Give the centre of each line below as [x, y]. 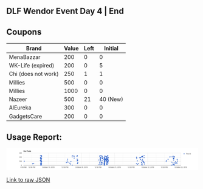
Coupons [24, 32]
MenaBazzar [25, 57]
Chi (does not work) [34, 74]
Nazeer [18, 99]
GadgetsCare [26, 116]
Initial [111, 48]
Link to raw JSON [28, 179]
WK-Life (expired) [32, 66]
